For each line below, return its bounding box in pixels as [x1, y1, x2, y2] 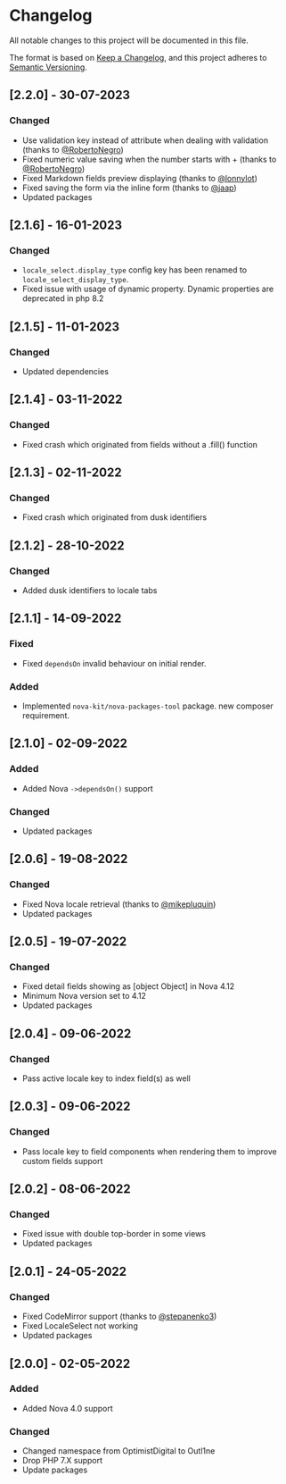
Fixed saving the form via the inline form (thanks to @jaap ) [21, 182, 238, 193]
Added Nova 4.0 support [21, 1403, 113, 1413]
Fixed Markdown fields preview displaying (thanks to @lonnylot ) [21, 172, 258, 183]
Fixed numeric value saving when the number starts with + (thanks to [21, 154, 277, 164]
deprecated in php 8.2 [21, 293, 104, 304]
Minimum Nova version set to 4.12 [21, 991, 147, 1002]
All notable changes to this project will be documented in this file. [9, 35, 249, 46]
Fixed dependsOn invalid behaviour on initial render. [21, 658, 207, 668]
